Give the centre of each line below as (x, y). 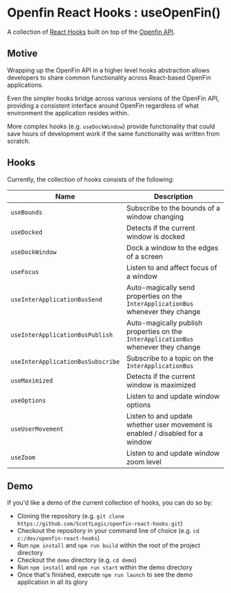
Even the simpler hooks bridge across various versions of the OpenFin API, (113, 98)
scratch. (19, 141)
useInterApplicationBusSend (56, 299)
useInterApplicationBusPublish (62, 335)
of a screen (145, 256)
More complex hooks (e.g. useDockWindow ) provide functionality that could (111, 126)
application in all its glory (52, 582)
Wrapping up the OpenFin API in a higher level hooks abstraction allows (108, 70)
